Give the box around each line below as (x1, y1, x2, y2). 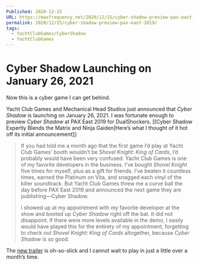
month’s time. (6, 253, 39, 260)
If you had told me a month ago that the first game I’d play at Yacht (20, 142, 184, 149)
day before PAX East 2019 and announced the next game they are (20, 186, 182, 193)
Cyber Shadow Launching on (6, 62, 152, 75)
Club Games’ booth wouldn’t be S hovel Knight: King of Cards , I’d (20, 148, 179, 155)
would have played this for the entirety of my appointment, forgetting (20, 223, 189, 230)
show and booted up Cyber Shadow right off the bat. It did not (20, 210, 173, 217)
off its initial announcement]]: (6, 130, 78, 138)
